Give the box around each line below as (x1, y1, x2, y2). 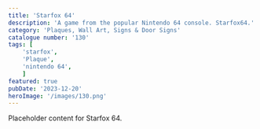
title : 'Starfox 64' (8, 11, 76, 20)
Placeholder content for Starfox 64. (8, 113, 123, 123)
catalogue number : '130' (8, 33, 90, 42)
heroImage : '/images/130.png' (8, 92, 108, 100)
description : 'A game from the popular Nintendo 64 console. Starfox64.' (8, 19, 255, 27)
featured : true (8, 77, 58, 85)
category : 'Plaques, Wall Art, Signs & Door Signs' (8, 26, 181, 34)
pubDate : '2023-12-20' (8, 84, 82, 93)
